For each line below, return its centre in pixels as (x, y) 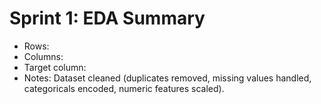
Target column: (55, 67)
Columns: (43, 56)
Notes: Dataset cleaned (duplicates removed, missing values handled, (167, 78)
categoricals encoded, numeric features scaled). (124, 88)
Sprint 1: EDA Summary (107, 18)
